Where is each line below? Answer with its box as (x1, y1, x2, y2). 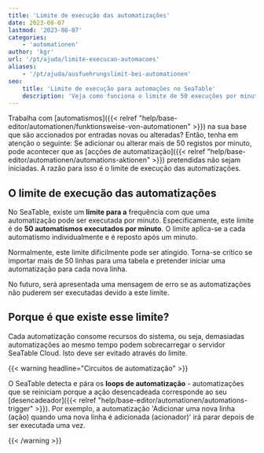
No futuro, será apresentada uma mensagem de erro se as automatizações (8, 280, 251, 289)
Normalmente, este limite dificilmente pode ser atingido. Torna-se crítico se (8, 248, 253, 257)
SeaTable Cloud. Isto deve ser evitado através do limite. (8, 348, 188, 358)
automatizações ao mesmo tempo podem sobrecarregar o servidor (8, 340, 225, 349)
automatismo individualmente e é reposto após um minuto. (8, 233, 198, 242)
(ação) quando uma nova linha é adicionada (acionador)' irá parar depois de (8, 412, 255, 422)
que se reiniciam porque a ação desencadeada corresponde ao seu (8, 387, 228, 396)
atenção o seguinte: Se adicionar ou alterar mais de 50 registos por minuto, (8, 138, 252, 148)
